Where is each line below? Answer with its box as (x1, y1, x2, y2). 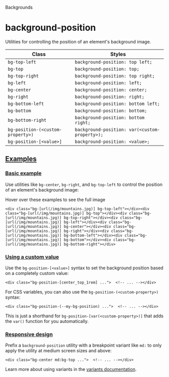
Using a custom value (5, 253, 59, 260)
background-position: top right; (74, 73, 155, 79)
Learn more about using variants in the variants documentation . (5, 366, 137, 372)
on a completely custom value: (5, 270, 69, 276)
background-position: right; (74, 93, 145, 100)
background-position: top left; (74, 59, 152, 65)
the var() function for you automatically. (5, 318, 89, 324)
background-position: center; (74, 87, 147, 92)
